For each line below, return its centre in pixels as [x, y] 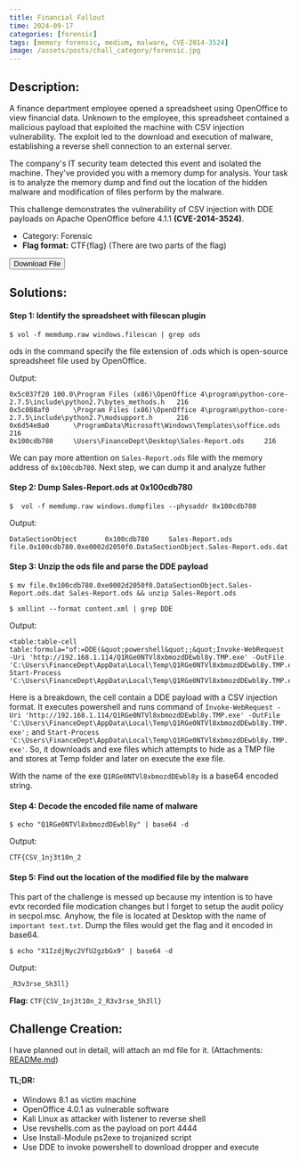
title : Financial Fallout [57, 17]
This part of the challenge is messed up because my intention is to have [141, 897]
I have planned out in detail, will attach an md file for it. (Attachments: [136, 1050]
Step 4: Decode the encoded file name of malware [104, 806]
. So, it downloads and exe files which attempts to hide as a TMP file [150, 749]
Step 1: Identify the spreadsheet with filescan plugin [108, 315]
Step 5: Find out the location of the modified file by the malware [129, 877]
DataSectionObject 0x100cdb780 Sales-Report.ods [121, 539]
